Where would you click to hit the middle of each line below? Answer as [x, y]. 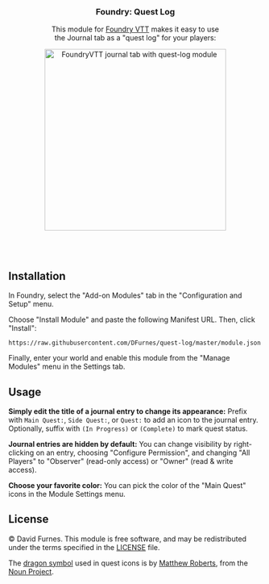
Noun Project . [31, 571]
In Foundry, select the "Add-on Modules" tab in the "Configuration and [125, 295]
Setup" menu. [31, 304]
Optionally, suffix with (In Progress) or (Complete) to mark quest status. [128, 428]
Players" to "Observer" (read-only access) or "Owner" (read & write [121, 461]
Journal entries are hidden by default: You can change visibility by [120, 444]
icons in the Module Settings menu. [67, 494]
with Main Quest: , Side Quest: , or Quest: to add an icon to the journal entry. [133, 419]
